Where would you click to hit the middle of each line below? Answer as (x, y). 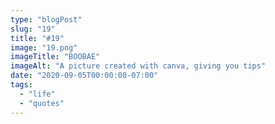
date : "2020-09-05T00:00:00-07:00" (84, 76)
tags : (21, 85)
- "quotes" (42, 103)
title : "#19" (37, 38)
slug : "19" (33, 29)
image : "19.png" (44, 47)
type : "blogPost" (46, 19)
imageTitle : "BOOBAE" (55, 57)
